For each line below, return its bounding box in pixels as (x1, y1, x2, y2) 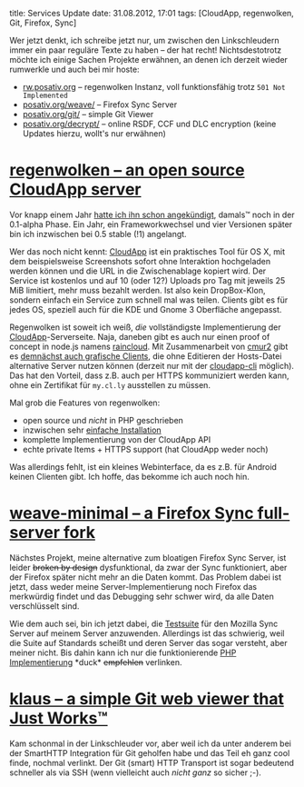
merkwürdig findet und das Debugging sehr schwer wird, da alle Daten (9, 591, 274, 602)
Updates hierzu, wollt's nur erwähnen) (22, 128, 166, 139)
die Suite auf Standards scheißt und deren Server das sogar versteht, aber (9, 637, 288, 648)
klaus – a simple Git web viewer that (9, 689, 284, 710)
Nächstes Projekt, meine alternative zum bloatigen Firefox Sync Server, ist (9, 552, 287, 563)
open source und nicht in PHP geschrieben (22, 414, 184, 425)
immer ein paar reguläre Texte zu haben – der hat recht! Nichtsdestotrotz (9, 45, 282, 55)
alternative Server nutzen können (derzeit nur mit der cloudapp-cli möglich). (9, 360, 295, 371)
